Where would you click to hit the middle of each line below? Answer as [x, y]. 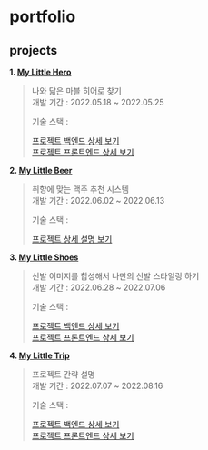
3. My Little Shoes [44, 257]
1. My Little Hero [40, 72]
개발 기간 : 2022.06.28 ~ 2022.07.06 [99, 287]
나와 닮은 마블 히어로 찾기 [77, 91]
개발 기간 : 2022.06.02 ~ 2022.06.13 [98, 200]
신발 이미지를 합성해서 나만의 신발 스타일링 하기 [115, 276]
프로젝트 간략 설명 [63, 374]
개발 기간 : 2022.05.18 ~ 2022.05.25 [98, 102]
